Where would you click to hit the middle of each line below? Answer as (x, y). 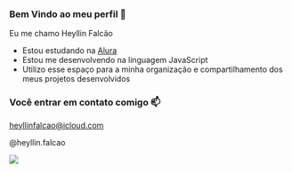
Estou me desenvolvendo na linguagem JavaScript (115, 60)
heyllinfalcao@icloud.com (57, 125)
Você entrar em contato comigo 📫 (85, 103)
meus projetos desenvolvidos (76, 79)
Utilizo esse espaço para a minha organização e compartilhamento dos (152, 69)
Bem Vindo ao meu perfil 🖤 (68, 14)
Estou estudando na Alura (69, 51)
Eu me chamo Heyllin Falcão (61, 34)
